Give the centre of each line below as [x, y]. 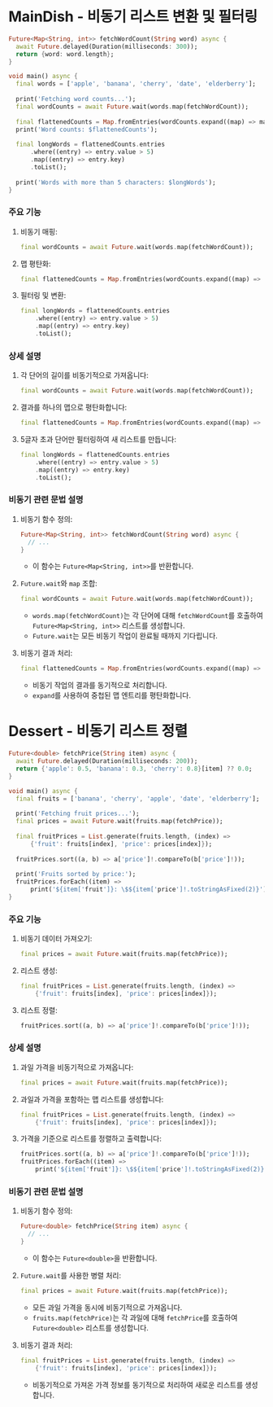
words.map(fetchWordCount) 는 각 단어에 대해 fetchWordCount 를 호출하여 [148, 616]
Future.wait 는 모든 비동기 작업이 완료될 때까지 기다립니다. [125, 636]
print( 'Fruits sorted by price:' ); [76, 874]
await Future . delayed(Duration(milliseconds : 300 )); [107, 46]
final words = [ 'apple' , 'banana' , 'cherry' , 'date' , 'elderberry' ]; [136, 84]
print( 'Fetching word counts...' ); [76, 99]
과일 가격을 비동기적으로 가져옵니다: [77, 1067]
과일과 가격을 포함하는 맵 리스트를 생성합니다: [92, 1099]
